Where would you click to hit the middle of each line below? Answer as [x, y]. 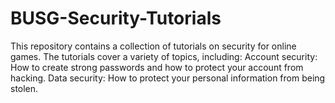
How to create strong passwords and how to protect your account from [157, 67]
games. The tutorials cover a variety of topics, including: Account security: [164, 56]
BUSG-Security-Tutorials [116, 18]
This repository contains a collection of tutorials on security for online [153, 46]
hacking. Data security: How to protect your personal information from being [168, 78]
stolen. [24, 88]
